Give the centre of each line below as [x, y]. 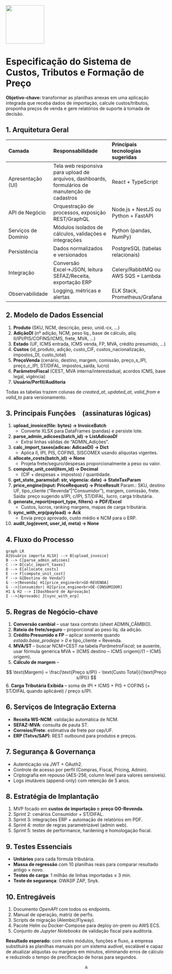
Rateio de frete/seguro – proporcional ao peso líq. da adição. [78, 630]
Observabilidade [28, 294]
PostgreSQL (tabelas [137, 248]
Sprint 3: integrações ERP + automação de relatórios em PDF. [78, 820]
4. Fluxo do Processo [40, 539]
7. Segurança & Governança [51, 752]
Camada [19, 150]
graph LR [15, 551]
